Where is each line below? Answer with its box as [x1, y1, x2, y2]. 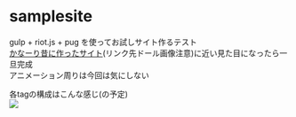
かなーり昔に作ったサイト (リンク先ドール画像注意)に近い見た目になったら [9, 47, 280, 58]
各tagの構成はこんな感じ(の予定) [9, 89, 129, 99]
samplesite [9, 6, 93, 27]
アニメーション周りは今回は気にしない [9, 69, 149, 81]
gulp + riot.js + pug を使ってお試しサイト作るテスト [9, 36, 197, 47]
